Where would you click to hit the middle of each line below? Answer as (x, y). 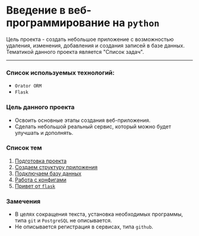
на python (136, 23)
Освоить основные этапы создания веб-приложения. (83, 120)
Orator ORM (28, 86)
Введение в (36, 10)
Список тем (24, 148)
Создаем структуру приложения (56, 167)
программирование (58, 23)
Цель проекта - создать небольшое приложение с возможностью (90, 39)
